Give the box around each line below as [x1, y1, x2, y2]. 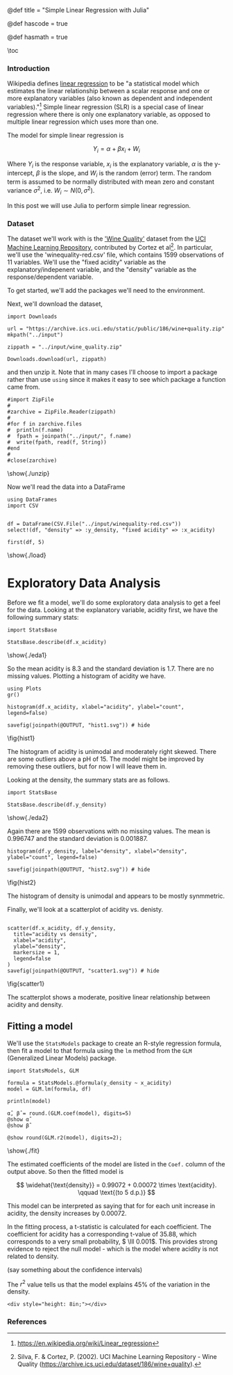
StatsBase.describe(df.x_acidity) [7, 638, 107, 645]
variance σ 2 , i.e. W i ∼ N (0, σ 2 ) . [7, 185, 95, 196]
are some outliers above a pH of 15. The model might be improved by [7, 755, 205, 763]
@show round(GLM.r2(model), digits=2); [7, 1134, 123, 1141]
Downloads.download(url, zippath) [7, 355, 107, 362]
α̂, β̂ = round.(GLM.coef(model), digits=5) [7, 1109, 132, 1117]
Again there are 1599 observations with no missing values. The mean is [7, 827, 211, 835]
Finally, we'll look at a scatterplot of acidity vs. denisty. [7, 905, 164, 913]
